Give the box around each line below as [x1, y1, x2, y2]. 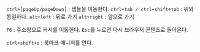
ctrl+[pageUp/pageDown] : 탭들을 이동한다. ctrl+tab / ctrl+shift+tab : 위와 [6, 6, 194, 12]
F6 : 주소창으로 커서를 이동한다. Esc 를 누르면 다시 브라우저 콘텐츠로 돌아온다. [6, 26, 188, 33]
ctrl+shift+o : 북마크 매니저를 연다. [6, 39, 93, 46]
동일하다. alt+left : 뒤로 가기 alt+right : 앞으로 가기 [6, 13, 134, 20]
